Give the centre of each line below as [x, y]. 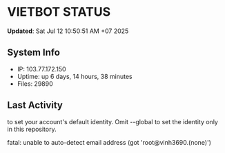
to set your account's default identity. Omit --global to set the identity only [113, 121]
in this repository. [32, 129]
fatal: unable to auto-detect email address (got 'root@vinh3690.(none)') [109, 142]
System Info [34, 52]
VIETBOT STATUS [59, 12]
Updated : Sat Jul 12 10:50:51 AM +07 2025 [68, 31]
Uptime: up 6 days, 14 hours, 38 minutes [75, 76]
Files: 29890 [35, 84]
